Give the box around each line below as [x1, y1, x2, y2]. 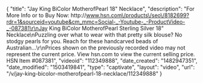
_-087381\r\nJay [6, 24, 48, 32]
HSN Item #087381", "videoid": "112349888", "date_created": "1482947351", [6, 57, 198, 64]
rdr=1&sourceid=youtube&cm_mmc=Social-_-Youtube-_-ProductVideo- [6, 18, 185, 25]
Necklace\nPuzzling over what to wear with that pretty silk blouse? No [6, 31, 183, 38]
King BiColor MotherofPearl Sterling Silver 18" [49, 24, 164, 32]
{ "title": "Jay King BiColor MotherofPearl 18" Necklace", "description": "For [6, 5, 195, 12]
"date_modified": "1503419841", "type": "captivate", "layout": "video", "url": [6, 63, 195, 71]
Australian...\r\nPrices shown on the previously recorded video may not [6, 44, 186, 51]
